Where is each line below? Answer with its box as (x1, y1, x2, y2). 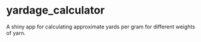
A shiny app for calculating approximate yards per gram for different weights (6, 23, 196, 30)
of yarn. (6, 29, 26, 36)
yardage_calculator (6, 4, 105, 17)
